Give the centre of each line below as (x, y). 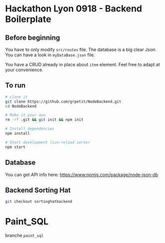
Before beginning (33, 38)
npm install (17, 133)
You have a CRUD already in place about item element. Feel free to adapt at (83, 64)
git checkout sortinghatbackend (39, 202)
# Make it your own (25, 115)
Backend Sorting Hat (38, 190)
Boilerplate (28, 19)
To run (15, 85)
